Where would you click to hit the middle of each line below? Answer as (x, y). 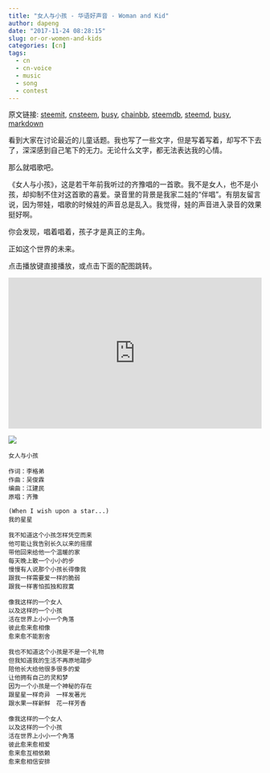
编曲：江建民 (27, 489)
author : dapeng (34, 23)
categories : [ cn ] (37, 46)
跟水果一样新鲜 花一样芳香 (47, 704)
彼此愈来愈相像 (29, 628)
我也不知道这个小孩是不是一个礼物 (56, 652)
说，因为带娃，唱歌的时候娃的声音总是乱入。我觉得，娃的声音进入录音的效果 (135, 205)
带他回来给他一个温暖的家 (44, 552)
